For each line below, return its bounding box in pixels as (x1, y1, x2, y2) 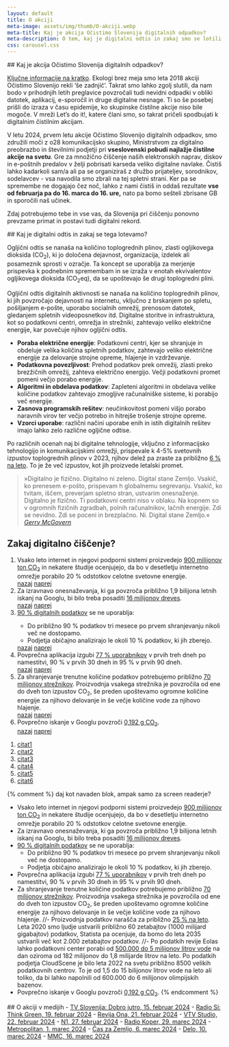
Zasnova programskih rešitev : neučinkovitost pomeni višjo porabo (16, 404, 206, 412)
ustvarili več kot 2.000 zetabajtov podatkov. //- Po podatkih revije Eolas (16, 937, 219, 946)
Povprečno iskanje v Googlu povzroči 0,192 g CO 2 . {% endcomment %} (16, 988, 219, 998)
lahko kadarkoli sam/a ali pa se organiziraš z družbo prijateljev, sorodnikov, (7, 167, 219, 175)
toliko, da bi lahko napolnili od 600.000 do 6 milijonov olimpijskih (16, 974, 200, 982)
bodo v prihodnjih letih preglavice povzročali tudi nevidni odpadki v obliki (7, 88, 213, 97)
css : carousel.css (7, 42, 59, 49)
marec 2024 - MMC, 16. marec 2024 (7, 1032, 110, 1041)
